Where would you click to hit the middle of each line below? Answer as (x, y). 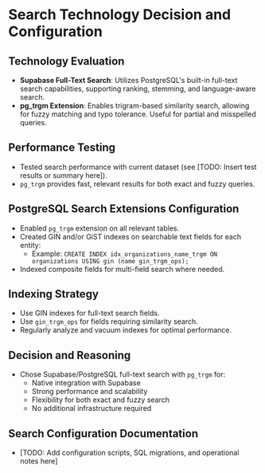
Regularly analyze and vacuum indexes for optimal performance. (126, 330)
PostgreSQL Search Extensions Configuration (124, 209)
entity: (30, 245)
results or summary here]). (63, 175)
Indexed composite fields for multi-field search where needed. (122, 269)
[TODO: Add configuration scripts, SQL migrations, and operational (129, 453)
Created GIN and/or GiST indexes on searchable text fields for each (130, 236)
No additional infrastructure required (92, 408)
